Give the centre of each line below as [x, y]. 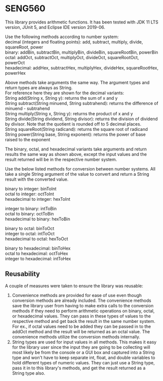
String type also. [28, 373]
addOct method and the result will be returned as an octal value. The [81, 331]
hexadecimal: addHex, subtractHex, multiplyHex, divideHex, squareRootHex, [82, 68]
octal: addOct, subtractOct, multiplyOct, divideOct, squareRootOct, [72, 57]
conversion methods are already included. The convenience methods [82, 300]
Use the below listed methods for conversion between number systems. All [80, 169]
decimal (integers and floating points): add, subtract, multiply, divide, [74, 42]
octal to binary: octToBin [30, 213]
